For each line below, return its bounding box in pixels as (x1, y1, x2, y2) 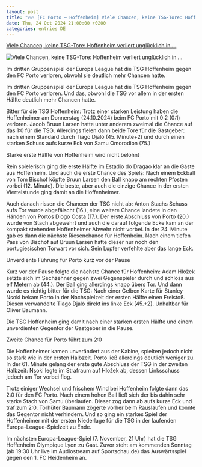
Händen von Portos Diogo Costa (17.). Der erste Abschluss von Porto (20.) (6, 213, 189, 220)
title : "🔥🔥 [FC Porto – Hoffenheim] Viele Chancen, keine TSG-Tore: (6, 14, 183, 20)
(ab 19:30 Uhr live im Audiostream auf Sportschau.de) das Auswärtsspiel (6, 448, 186, 455)
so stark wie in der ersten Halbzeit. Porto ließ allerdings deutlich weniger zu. (6, 354, 195, 361)
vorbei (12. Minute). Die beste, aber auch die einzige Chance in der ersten (6, 182, 189, 189)
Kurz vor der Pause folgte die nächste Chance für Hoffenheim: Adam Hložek (6, 268, 195, 275)
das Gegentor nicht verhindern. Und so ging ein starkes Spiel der (6, 411, 167, 418)
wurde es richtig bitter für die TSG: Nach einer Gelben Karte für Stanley (6, 287, 183, 295)
